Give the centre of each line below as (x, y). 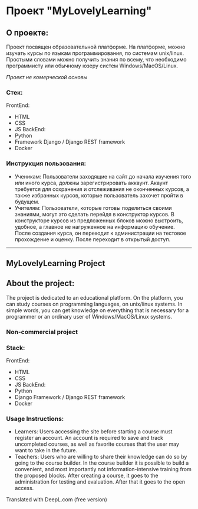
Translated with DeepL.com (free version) (57, 500)
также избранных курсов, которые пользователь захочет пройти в (99, 195)
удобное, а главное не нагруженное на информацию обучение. (95, 226)
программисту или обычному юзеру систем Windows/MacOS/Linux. (92, 66)
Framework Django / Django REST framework (70, 142)
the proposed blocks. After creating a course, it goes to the (86, 476)
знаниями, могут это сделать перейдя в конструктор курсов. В (95, 214)
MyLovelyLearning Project (56, 263)
